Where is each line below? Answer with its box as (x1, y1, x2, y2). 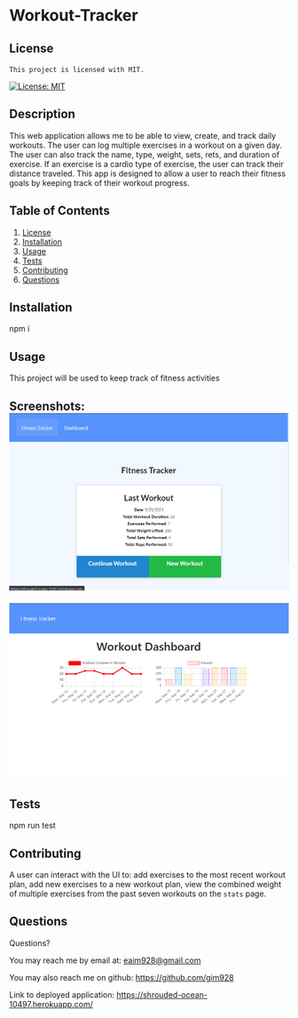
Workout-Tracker (9, 5, 139, 26)
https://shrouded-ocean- (116, 989, 208, 1000)
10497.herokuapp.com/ (9, 998, 93, 1009)
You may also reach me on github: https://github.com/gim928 (9, 972, 234, 982)
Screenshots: (9, 398, 86, 413)
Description (9, 107, 75, 122)
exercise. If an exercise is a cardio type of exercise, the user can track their (9, 158, 284, 169)
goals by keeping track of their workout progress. (9, 177, 190, 188)
